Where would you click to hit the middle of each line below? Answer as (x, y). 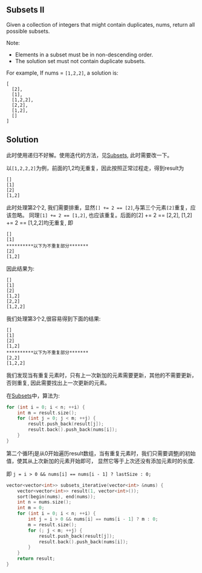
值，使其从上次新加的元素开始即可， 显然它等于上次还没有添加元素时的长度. (100, 461)
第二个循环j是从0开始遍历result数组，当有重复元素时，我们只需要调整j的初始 (101, 453)
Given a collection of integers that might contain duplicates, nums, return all (101, 24)
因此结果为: (21, 268)
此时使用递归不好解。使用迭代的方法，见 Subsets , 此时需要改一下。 (90, 155)
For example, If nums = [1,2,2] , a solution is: (62, 73)
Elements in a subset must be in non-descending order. (84, 55)
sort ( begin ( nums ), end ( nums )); (57, 497)
